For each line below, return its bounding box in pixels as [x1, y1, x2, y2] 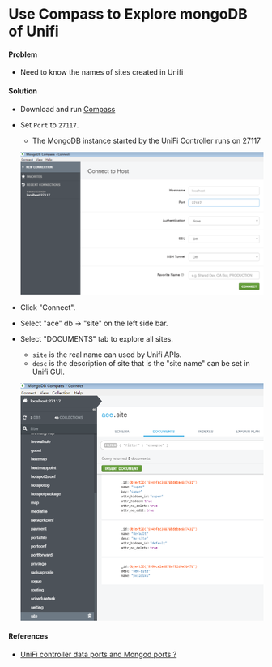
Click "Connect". [19, 302, 76, 312]
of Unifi [8, 22, 59, 41]
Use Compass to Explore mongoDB [8, 5, 249, 24]
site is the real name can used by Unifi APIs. [32, 350, 182, 359]
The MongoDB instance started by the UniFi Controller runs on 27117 [32, 136, 261, 145]
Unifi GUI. [32, 367, 65, 377]
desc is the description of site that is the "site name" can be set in [32, 358, 250, 368]
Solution [8, 86, 38, 96]
